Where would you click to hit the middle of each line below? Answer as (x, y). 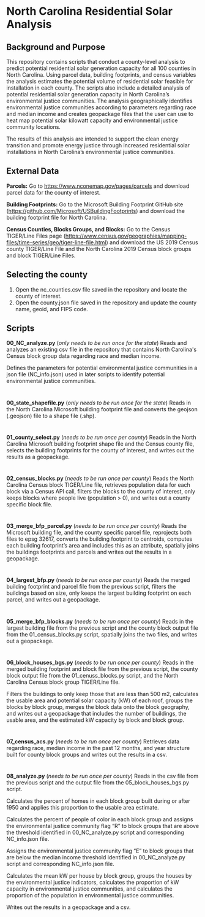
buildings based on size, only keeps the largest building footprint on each (99, 593)
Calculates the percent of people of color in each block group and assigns (100, 819)
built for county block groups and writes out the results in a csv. (87, 754)
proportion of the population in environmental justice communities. (90, 896)
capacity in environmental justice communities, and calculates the (89, 889)
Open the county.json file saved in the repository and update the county (106, 303)
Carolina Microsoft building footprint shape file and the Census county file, (100, 444)
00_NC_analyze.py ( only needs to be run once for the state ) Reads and (97, 343)
